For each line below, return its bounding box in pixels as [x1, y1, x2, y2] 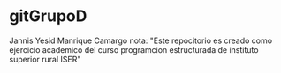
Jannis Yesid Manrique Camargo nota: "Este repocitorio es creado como [9, 35, 272, 46]
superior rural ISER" [9, 54, 81, 64]
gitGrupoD [9, 6, 87, 26]
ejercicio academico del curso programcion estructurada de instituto [9, 44, 259, 55]
